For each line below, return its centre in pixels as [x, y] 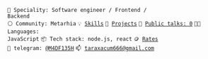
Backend [19, 16]
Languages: [23, 32]
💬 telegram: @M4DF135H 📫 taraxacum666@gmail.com [81, 48]
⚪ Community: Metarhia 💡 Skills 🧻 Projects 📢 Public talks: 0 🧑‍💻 [104, 24]
